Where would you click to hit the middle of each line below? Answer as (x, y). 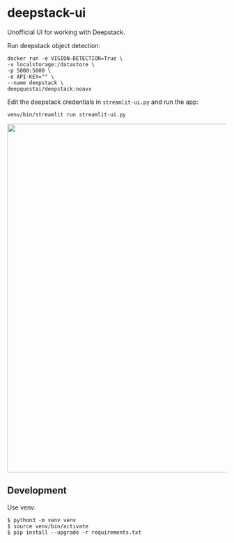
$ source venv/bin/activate (48, 526)
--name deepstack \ (36, 83)
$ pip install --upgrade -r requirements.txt (74, 532)
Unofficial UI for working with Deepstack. (66, 32)
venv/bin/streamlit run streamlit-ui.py (67, 114)
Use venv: (22, 507)
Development (37, 490)
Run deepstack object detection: (54, 45)
